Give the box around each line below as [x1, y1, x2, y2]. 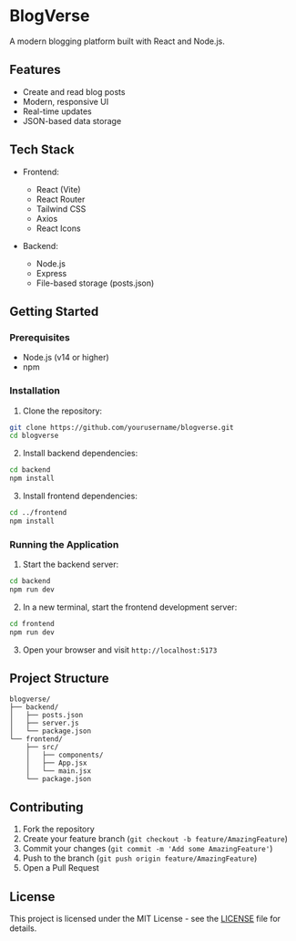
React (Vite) [36, 183, 81, 194]
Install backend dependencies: [22, 448, 138, 459]
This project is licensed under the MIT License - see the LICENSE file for [9, 914, 281, 925]
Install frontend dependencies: [22, 490, 138, 502]
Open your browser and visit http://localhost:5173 [22, 644, 218, 655]
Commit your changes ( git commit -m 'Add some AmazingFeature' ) [22, 843, 273, 854]
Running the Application [9, 538, 119, 550]
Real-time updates [22, 106, 93, 117]
